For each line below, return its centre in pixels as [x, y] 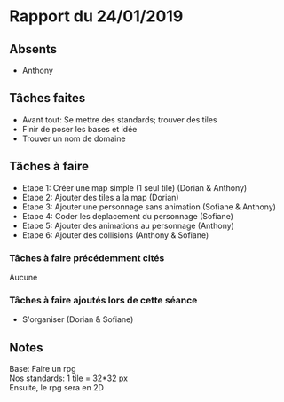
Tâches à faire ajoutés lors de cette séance [103, 300]
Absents [33, 49]
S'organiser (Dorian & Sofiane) [78, 319]
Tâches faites [47, 98]
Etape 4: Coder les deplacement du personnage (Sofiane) [127, 216]
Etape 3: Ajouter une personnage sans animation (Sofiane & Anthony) [149, 207]
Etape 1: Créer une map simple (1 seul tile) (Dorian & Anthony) [134, 187]
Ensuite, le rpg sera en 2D [57, 388]
